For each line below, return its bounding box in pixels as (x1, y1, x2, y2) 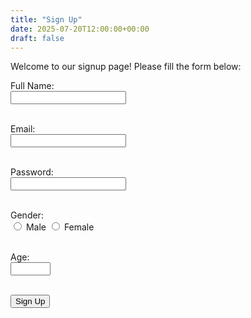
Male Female (25, 221, 95, 233)
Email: (10, 123, 36, 135)
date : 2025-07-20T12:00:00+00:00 (10, 24, 150, 34)
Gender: (10, 209, 44, 221)
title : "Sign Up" (10, 14, 83, 25)
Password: (10, 166, 54, 178)
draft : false (10, 33, 65, 43)
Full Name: (10, 80, 55, 92)
